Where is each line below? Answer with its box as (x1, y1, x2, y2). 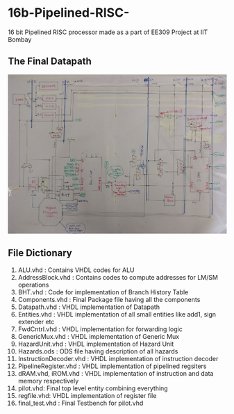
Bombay (8, 35, 32, 43)
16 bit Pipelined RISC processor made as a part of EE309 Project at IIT (8, 28, 208, 36)
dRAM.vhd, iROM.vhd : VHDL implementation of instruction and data (17, 369, 214, 377)
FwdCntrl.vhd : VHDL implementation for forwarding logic (17, 325, 183, 333)
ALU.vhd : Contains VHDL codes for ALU (17, 266, 135, 274)
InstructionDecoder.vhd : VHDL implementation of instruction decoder (17, 354, 219, 363)
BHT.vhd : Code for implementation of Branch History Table (17, 287, 189, 296)
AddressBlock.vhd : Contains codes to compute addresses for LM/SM (17, 273, 218, 281)
